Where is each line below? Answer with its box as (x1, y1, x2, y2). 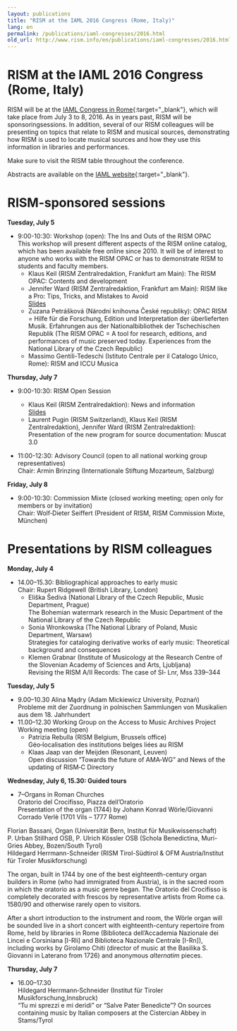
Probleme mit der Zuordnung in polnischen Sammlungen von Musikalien (17, 703, 227, 711)
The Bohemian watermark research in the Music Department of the (28, 608, 224, 616)
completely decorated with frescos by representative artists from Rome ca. (7, 892, 226, 900)
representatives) (17, 459, 66, 467)
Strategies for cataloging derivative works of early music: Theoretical (28, 638, 229, 646)
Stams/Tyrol (17, 1015, 53, 1024)
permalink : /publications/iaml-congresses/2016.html (7, 30, 166, 37)
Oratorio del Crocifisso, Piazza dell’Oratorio (17, 797, 144, 806)
